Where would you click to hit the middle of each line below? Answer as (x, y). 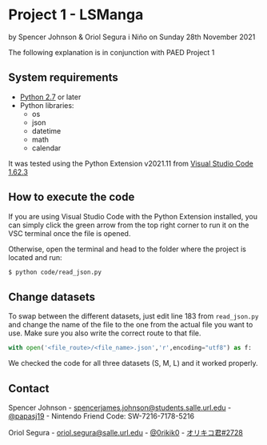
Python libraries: (47, 105)
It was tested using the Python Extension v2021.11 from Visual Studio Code (131, 163)
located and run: (35, 257)
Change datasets (52, 297)
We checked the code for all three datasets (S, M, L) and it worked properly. (133, 363)
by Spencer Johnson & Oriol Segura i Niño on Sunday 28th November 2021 (132, 37)
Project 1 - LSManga (76, 15)
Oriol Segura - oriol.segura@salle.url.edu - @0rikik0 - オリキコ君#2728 (126, 432)
